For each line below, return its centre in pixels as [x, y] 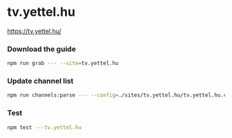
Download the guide [41, 49]
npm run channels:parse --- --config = [63, 95]
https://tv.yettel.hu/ [35, 31]
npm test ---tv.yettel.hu [44, 127]
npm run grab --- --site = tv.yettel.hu [63, 63]
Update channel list [40, 81]
